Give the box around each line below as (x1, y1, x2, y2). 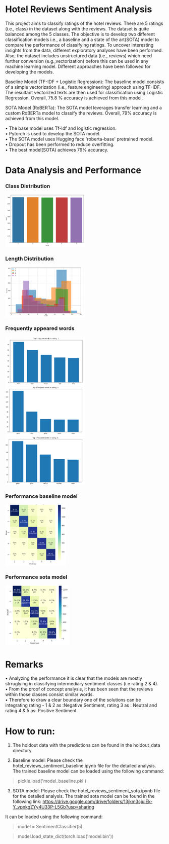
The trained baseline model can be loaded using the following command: (12, 768, 164, 774)
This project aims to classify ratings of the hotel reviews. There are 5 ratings (5, 20, 163, 26)
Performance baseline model (5, 493, 78, 500)
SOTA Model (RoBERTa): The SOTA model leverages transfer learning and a (5, 104, 162, 111)
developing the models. (5, 68, 54, 75)
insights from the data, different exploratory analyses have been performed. (5, 47, 163, 53)
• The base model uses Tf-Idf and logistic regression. (5, 125, 117, 131)
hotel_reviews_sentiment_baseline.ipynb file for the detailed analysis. (12, 763, 156, 769)
